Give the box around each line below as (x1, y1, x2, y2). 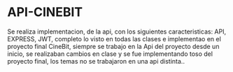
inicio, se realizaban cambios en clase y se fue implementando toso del (7, 50, 213, 58)
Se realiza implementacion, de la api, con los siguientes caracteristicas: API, (7, 27, 227, 36)
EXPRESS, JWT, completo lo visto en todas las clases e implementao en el (7, 34, 222, 43)
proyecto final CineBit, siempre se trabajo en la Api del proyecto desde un (7, 42, 220, 50)
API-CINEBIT (7, 4, 83, 20)
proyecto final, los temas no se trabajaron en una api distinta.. (7, 57, 185, 65)
